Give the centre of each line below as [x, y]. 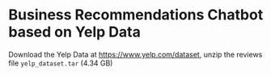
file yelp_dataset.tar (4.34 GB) [61, 63]
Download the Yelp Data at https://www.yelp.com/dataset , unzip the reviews [135, 54]
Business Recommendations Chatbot [136, 15]
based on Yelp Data [75, 32]
